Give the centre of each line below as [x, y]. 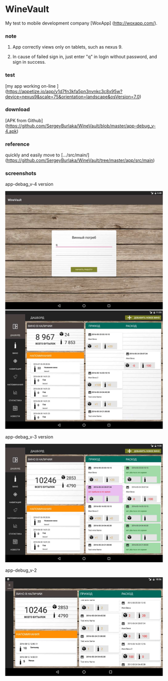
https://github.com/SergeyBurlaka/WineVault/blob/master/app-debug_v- [81, 126]
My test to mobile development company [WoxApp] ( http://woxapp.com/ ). [81, 23]
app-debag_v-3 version [29, 437]
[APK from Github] [24, 120]
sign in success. [29, 62]
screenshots [21, 173]
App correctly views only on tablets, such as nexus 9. [67, 47]
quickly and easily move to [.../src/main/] [47, 155]
